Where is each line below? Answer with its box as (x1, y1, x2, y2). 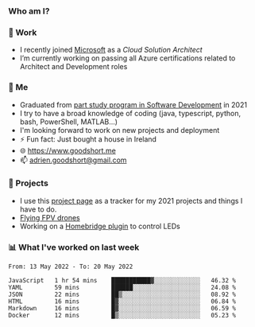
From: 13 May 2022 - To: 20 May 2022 (8, 263, 133, 271)
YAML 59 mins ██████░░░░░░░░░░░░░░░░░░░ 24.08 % (8, 284, 237, 292)
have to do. (19, 204, 57, 214)
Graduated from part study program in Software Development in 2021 (19, 99, 248, 109)
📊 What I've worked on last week (8, 241, 140, 252)
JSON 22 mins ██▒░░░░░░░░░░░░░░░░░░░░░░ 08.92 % (8, 290, 237, 299)
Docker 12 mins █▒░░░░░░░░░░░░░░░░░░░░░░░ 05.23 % (8, 312, 237, 320)
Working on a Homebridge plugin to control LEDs (19, 221, 180, 231)
